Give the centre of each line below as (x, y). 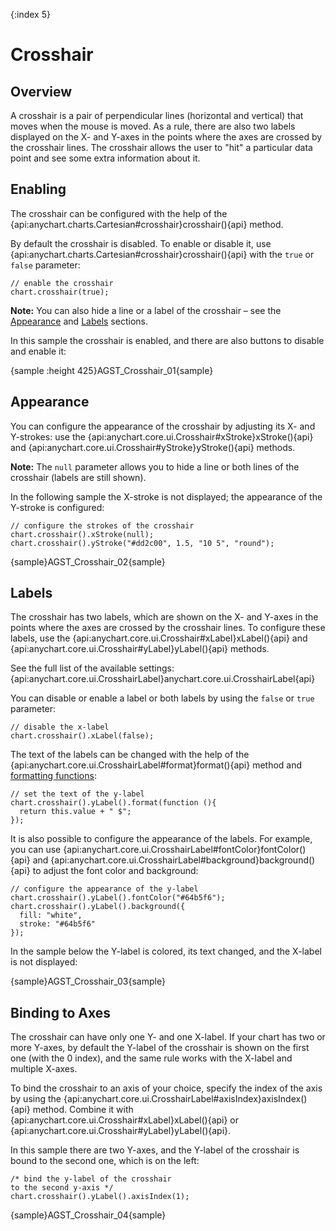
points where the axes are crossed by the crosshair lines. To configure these (168, 628)
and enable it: (38, 351)
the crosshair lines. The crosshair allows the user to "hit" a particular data (161, 147)
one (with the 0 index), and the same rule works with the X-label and (151, 1058)
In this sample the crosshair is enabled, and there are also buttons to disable (167, 340)
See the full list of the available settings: (92, 668)
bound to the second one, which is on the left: (105, 1161)
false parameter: (45, 265)
